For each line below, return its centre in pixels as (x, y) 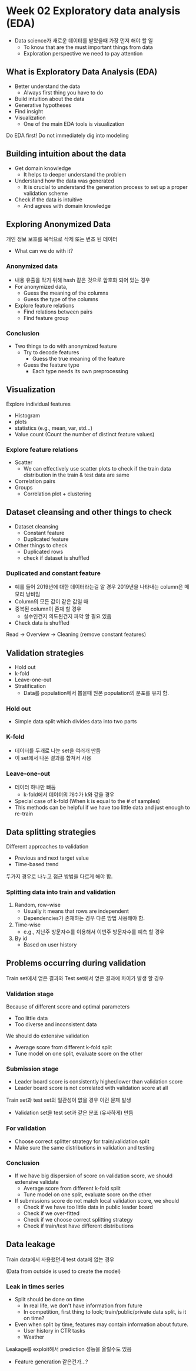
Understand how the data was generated (64, 181)
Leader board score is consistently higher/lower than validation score (99, 1082)
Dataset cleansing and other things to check (89, 512)
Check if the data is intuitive (48, 200)
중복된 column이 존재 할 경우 (48, 609)
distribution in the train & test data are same (76, 475)
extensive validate (36, 1182)
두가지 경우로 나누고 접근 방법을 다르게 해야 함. (59, 876)
